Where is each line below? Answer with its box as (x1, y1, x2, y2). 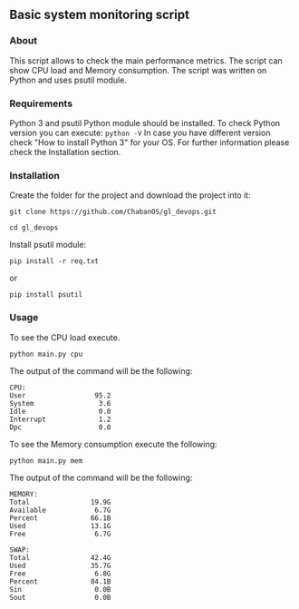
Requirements (9, 97, 73, 110)
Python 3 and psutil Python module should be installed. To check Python (9, 117, 281, 128)
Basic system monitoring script (9, 7, 190, 23)
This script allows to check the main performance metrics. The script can (9, 54, 283, 66)
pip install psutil (9, 290, 83, 300)
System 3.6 (9, 398, 111, 408)
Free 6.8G (9, 569, 111, 578)
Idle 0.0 (9, 407, 111, 416)
